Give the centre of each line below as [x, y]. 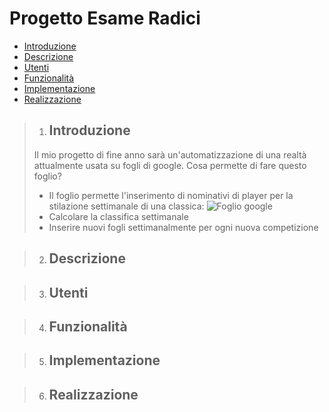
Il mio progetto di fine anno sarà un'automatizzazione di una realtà [170, 154]
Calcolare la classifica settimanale [118, 216]
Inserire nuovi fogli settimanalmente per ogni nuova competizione [183, 227]
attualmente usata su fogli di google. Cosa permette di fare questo [170, 165]
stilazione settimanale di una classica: [126, 206]
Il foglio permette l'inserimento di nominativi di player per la [171, 195]
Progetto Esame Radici [105, 18]
